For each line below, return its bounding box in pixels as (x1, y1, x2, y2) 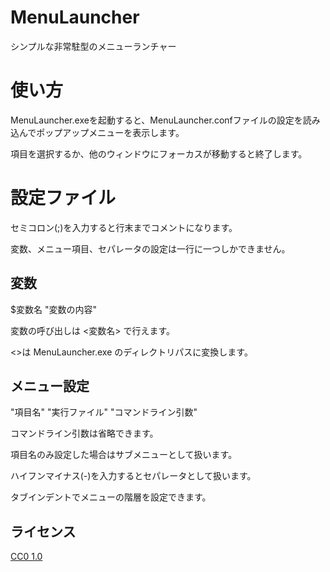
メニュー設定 (10, 378, 90, 395)
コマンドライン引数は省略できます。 (10, 427, 159, 440)
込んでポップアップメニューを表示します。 (10, 126, 185, 138)
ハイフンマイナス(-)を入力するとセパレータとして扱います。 (10, 470, 257, 482)
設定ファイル (10, 187, 117, 210)
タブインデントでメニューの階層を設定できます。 (10, 491, 212, 503)
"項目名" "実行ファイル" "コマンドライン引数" (10, 406, 198, 418)
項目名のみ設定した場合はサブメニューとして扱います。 (10, 449, 238, 461)
